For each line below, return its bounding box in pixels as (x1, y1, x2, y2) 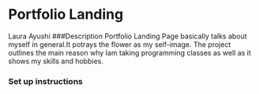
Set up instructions (8, 76, 83, 87)
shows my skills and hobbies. (8, 56, 104, 66)
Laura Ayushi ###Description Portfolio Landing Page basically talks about (8, 31, 247, 41)
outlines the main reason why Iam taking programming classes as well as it (8, 48, 251, 57)
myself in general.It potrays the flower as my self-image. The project (8, 39, 231, 49)
